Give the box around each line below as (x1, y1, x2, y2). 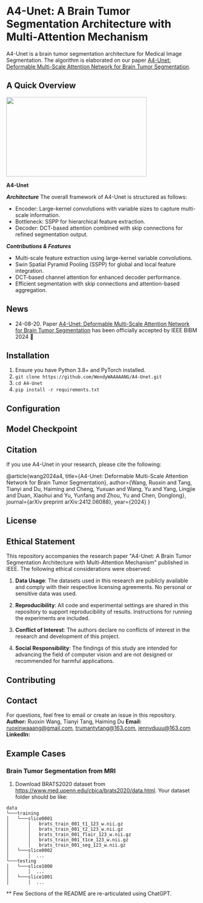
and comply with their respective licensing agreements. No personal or (15, 584, 193, 591)
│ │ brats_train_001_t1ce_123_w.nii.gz (6, 837, 129, 843)
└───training (6, 810, 39, 816)
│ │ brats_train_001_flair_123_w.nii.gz (6, 831, 131, 838)
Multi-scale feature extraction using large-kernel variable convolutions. (15, 254, 193, 261)
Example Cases (6, 748, 66, 759)
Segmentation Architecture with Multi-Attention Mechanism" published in (6, 559, 189, 566)
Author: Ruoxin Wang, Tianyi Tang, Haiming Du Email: (6, 718, 142, 725)
